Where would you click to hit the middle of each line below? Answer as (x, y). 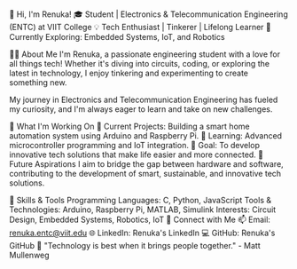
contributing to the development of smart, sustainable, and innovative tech (145, 174)
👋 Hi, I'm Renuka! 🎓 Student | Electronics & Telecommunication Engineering (148, 14)
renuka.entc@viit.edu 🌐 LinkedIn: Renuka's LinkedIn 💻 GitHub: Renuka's (142, 233)
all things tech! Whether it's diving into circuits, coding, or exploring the (140, 63)
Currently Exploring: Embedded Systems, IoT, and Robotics (117, 37)
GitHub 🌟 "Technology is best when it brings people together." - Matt (135, 245)
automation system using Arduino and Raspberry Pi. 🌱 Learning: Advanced (145, 136)
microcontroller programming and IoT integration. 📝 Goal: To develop (134, 145)
